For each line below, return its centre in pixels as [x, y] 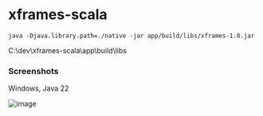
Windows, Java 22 [39, 88]
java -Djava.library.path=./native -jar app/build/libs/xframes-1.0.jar [131, 36]
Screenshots [33, 71]
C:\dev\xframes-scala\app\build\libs [68, 50]
